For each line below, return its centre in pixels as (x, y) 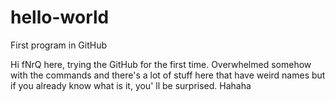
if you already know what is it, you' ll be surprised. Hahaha (131, 85)
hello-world (60, 17)
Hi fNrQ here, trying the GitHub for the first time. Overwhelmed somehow (161, 64)
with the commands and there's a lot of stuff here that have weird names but (168, 75)
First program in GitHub (59, 45)
